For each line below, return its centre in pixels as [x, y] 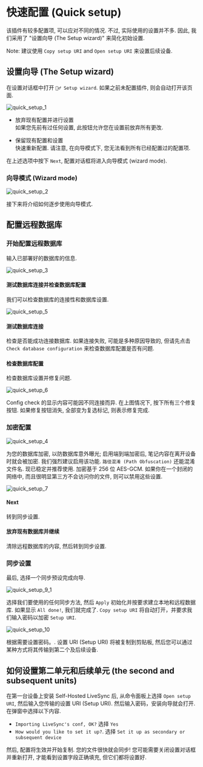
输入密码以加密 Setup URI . [44, 618]
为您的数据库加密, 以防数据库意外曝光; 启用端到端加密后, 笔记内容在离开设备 [101, 454]
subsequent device [38, 738]
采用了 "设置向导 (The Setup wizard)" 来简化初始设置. [78, 38]
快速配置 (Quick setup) [64, 12]
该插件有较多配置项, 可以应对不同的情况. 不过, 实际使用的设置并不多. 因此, [98, 30]
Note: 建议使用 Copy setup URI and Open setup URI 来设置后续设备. [89, 51]
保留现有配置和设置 [39, 140]
